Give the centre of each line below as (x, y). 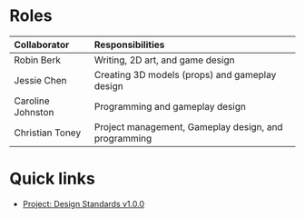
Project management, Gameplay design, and (188, 126)
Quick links (52, 179)
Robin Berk (37, 60)
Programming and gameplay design (170, 106)
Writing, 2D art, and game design (164, 60)
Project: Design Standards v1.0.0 (84, 203)
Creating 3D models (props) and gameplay (185, 74)
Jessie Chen (40, 80)
